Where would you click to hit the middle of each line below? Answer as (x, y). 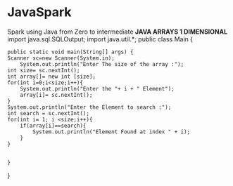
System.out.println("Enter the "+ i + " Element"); (97, 88)
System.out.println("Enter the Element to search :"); (89, 107)
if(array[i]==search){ (53, 126)
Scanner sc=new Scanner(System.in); (61, 58)
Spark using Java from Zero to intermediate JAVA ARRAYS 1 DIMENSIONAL (118, 32)
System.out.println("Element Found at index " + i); (112, 132)
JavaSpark (39, 12)
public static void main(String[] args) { (70, 52)
